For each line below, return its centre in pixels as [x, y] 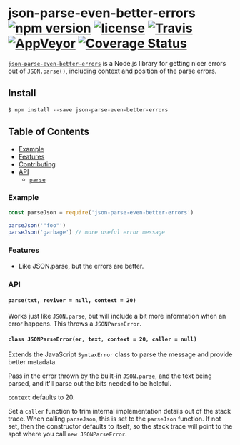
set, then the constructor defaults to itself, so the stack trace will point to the [120, 426]
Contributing [37, 164]
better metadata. [33, 362]
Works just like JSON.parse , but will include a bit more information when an [117, 316]
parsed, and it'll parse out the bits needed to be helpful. [90, 384]
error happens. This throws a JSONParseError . [75, 324]
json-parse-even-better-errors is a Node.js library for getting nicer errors [117, 63]
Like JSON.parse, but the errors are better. [81, 266]
